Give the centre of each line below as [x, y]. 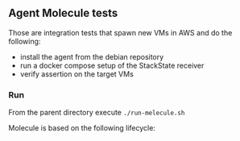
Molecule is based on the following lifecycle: [82, 128]
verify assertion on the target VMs [77, 74]
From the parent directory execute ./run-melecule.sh [97, 113]
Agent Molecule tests [63, 13]
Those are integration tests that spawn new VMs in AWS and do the [120, 32]
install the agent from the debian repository [92, 56]
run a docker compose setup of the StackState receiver [112, 65]
